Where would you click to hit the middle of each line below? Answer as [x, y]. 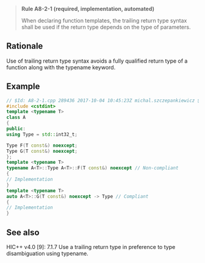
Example [23, 87]
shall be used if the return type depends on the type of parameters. [106, 27]
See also [23, 232]
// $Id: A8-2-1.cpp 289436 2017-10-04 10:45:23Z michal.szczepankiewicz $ [103, 100]
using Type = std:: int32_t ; [42, 134]
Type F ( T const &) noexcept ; [42, 146]
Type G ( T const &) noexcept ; [42, 151]
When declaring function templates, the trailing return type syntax [104, 20]
